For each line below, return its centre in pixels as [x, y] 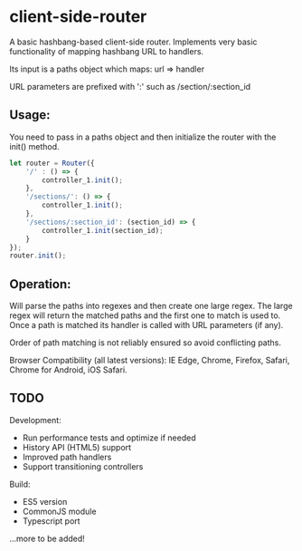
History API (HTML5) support [77, 447]
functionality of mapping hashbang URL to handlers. [107, 51]
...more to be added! [47, 538]
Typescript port [51, 521]
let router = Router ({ [52, 163]
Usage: [30, 115]
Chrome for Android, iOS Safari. [69, 370]
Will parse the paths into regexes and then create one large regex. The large [151, 306]
